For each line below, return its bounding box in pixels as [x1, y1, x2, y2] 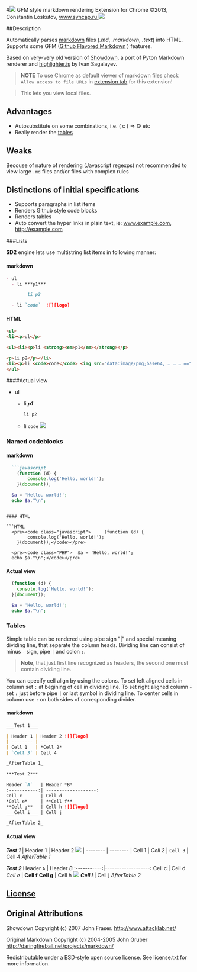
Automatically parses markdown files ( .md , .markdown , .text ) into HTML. [6, 36, 183, 43]
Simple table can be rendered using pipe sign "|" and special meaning [6, 635, 177, 642]
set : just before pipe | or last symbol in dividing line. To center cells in [6, 690, 179, 697]
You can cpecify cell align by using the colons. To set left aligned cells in [6, 677, 183, 684]
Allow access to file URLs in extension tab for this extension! [20, 78, 173, 85]
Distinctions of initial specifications [6, 185, 140, 195]
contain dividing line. [20, 665, 72, 672]
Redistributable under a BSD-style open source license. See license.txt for [6, 954, 188, 961]
